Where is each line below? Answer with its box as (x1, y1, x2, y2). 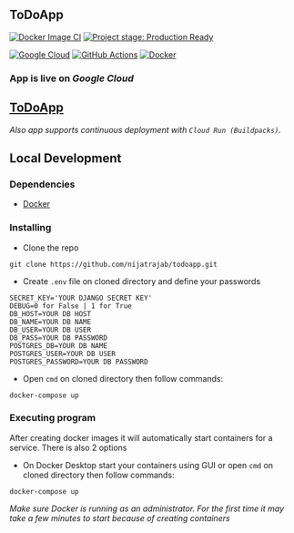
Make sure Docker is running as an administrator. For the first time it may (9, 503, 285, 514)
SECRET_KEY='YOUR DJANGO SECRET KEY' (9, 293, 153, 302)
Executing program (9, 412, 96, 425)
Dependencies (9, 178, 76, 190)
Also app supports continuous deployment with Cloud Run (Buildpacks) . (9, 124, 282, 135)
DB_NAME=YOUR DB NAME (9, 317, 92, 326)
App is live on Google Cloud (9, 72, 135, 85)
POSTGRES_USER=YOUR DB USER (9, 349, 117, 358)
